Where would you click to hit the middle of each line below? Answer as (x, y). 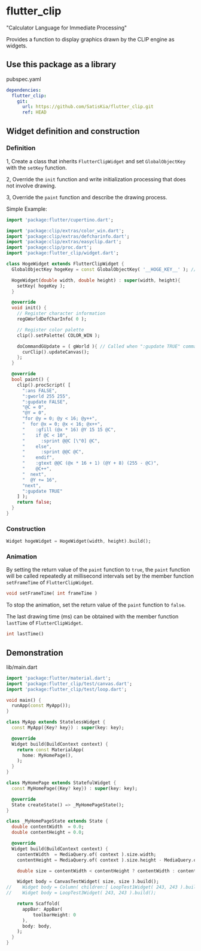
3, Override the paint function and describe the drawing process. (87, 197)
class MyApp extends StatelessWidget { (56, 722)
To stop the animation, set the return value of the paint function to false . (96, 605)
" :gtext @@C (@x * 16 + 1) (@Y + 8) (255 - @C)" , (91, 463)
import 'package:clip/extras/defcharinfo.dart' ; (68, 236)
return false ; (34, 503)
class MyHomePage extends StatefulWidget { (61, 783)
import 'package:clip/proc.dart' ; (49, 247)
